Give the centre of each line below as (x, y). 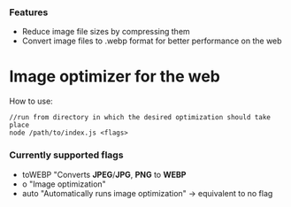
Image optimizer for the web (115, 77)
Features (29, 12)
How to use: (31, 101)
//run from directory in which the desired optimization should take (140, 118)
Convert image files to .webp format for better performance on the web (152, 41)
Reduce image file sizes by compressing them (106, 32)
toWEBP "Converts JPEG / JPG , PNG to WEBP (104, 174)
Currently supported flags (66, 155)
